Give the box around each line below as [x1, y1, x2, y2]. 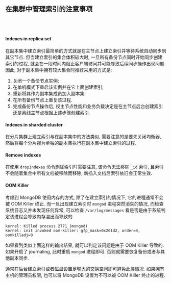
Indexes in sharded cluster [5, 121, 63, 127]
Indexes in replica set [5, 36, 52, 42]
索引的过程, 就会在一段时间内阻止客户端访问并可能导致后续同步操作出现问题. [5, 61, 166, 67]
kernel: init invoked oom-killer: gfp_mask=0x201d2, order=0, [5, 228, 140, 233]
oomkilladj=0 [5, 233, 33, 238]
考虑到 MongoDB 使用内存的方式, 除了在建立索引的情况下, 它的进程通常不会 [5, 194, 164, 200]
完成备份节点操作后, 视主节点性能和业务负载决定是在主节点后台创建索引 [12, 104, 163, 110]
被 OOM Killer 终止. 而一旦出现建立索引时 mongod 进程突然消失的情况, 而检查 [5, 200, 164, 207]
